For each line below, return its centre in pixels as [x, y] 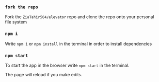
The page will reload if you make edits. [44, 74]
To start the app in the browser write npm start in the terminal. [67, 65]
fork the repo [22, 7]
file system [16, 22]
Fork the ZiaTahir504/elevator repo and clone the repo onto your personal [79, 17]
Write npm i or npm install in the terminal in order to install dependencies [79, 44]
